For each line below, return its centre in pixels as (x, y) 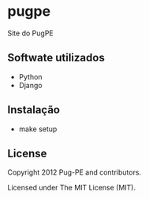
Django (30, 85)
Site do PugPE (30, 33)
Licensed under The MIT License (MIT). (72, 188)
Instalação (34, 110)
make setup (38, 129)
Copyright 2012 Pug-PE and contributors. (74, 172)
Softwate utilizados (56, 58)
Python (30, 76)
